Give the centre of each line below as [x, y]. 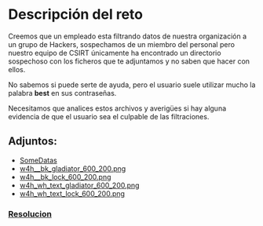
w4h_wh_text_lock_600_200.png [72, 193]
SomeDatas [38, 160]
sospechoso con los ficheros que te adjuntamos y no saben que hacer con [129, 61]
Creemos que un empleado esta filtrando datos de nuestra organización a [128, 36]
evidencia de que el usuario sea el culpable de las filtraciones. [109, 116]
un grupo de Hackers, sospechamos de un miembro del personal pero [122, 44]
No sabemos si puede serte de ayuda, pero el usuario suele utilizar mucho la [132, 85]
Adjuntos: [33, 142]
